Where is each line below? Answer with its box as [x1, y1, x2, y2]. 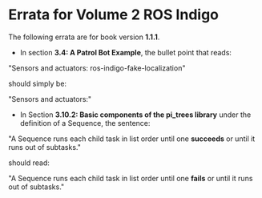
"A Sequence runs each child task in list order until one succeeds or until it [8, 134, 256, 143]
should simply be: [8, 79, 67, 88]
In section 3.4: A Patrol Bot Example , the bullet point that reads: [19, 47, 232, 57]
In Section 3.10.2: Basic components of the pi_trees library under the [19, 110, 252, 119]
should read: [8, 158, 50, 168]
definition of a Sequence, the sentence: [19, 118, 151, 127]
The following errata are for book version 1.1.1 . [8, 32, 160, 42]
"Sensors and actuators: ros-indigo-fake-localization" [8, 63, 186, 73]
